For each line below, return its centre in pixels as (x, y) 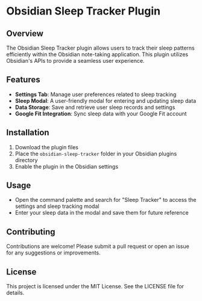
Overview (25, 34)
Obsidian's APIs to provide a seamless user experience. (75, 61)
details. (15, 293)
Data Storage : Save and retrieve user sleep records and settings (95, 107)
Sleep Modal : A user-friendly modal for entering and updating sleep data (106, 100)
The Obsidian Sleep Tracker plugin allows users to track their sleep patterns (100, 48)
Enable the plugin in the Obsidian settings (67, 166)
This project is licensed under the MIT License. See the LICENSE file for (95, 286)
